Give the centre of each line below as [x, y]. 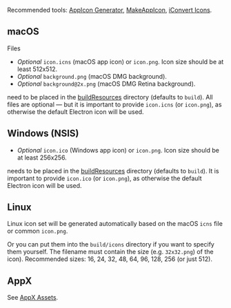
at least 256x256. [42, 157]
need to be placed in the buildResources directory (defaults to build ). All [110, 97]
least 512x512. [37, 69]
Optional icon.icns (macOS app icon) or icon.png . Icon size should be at [120, 61]
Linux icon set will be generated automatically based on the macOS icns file [115, 224]
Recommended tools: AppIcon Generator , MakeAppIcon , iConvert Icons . [110, 10]
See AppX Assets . [33, 298]
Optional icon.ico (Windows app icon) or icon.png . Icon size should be [118, 150]
